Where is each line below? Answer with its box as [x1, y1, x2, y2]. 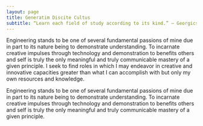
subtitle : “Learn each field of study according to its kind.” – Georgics [6, 20, 199, 26]
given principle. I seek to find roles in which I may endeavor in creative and [6, 62, 193, 70]
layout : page [6, 8, 39, 15]
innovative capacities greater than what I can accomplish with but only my [6, 69, 191, 76]
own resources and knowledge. [6, 75, 85, 82]
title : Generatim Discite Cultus [6, 15, 91, 21]
